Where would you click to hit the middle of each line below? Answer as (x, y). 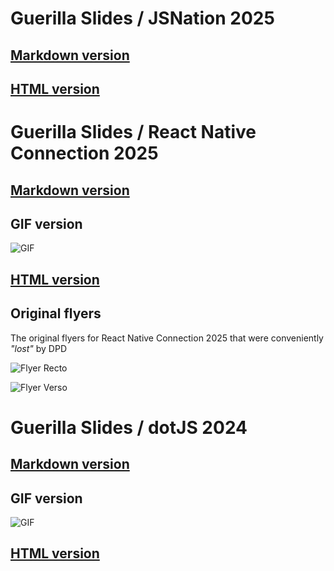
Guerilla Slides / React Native (133, 132)
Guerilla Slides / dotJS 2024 (129, 427)
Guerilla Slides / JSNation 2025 (142, 18)
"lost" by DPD (39, 348)
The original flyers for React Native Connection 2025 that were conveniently (167, 338)
